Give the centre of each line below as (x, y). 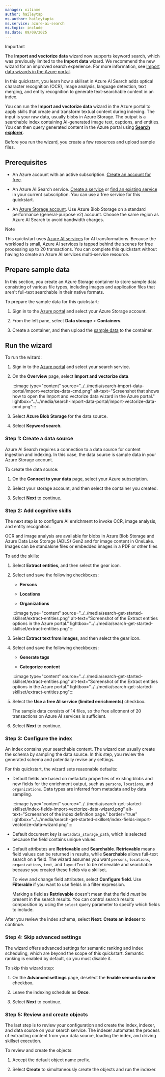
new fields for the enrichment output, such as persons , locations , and (83, 784)
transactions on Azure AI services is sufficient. (59, 716)
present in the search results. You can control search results (73, 899)
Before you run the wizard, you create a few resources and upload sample (80, 142)
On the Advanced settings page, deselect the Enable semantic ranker (84, 977)
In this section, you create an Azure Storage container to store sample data (81, 282)
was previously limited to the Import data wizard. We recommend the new (80, 61)
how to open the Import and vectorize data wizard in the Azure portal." (83, 397)
